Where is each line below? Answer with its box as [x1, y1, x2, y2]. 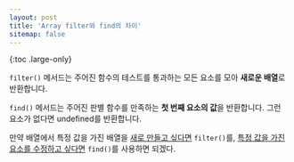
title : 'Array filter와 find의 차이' [9, 21, 143, 30]
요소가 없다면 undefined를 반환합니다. [9, 113, 143, 125]
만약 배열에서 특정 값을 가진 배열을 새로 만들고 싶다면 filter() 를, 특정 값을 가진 [9, 133, 285, 143]
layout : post [9, 12, 58, 22]
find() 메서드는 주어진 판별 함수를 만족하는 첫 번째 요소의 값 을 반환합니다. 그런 [9, 102, 282, 113]
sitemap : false [9, 29, 66, 38]
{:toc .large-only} [9, 54, 73, 65]
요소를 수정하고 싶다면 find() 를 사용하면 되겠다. [9, 143, 176, 154]
